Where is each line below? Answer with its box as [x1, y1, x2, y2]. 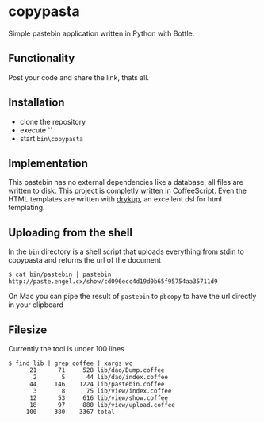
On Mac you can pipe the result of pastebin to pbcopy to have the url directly [8, 292, 257, 301]
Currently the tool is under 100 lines [8, 344, 124, 353]
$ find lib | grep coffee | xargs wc [8, 359, 133, 367]
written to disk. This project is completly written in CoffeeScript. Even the [8, 186, 247, 196]
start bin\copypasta [19, 133, 83, 143]
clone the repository [19, 117, 86, 126]
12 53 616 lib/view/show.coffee [29, 394, 169, 402]
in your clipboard [8, 300, 64, 309]
